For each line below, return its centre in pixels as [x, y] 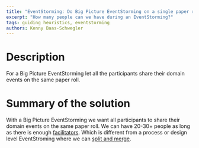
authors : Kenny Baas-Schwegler [45, 28]
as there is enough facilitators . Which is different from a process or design [97, 133]
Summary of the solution [68, 103]
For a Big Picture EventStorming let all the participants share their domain [95, 74]
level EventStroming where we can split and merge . [69, 139]
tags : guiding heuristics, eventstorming [58, 22]
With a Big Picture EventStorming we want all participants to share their [93, 120]
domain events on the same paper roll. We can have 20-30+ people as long [98, 126]
